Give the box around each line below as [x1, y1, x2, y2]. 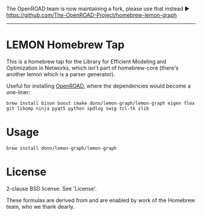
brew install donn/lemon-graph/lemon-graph [6, 145, 117, 151]
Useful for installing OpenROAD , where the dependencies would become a [6, 82, 191, 89]
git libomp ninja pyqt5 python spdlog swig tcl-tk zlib [6, 105, 149, 112]
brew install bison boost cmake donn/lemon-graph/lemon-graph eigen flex [6, 100, 195, 106]
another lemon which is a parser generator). [6, 70, 115, 77]
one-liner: [6, 88, 31, 95]
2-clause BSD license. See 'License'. [6, 185, 97, 192]
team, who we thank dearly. [6, 203, 75, 210]
